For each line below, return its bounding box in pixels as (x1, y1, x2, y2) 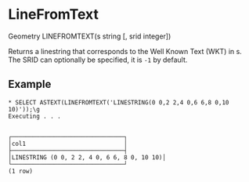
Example (8, 78, 52, 91)
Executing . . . (8, 112, 61, 120)
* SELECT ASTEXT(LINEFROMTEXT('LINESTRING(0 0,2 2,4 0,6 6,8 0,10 (8, 98, 229, 107)
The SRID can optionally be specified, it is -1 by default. (8, 55, 188, 64)
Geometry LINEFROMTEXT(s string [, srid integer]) (8, 31, 171, 41)
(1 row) (8, 167, 34, 175)
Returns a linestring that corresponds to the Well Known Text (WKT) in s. (8, 46, 243, 56)
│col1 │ (8, 140, 128, 147)
